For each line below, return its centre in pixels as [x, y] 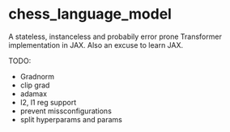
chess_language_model [90, 14]
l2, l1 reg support [48, 102]
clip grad [35, 85]
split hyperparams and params [71, 119]
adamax [33, 93]
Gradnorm [37, 76]
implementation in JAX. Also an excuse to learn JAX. [96, 45]
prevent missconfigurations [66, 111]
